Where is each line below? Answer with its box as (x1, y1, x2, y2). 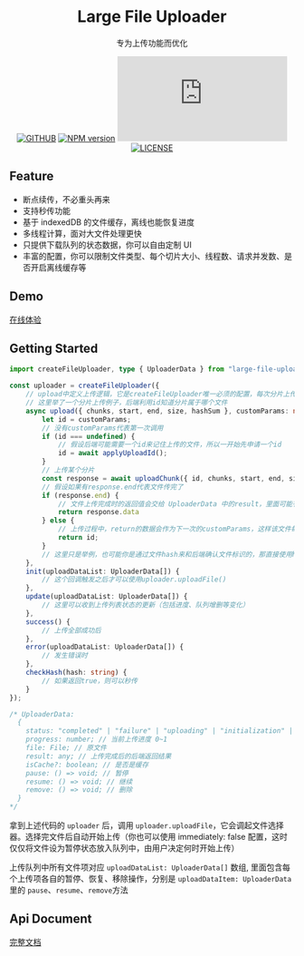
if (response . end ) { (42, 491, 119, 500)
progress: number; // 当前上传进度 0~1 (25, 735, 167, 745)
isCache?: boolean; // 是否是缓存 (25, 760, 149, 769)
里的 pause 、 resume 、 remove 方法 (9, 884, 128, 895)
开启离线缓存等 (30, 261, 87, 273)
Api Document (9, 912, 92, 927)
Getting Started (9, 340, 99, 356)
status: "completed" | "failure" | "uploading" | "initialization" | (25, 727, 294, 736)
